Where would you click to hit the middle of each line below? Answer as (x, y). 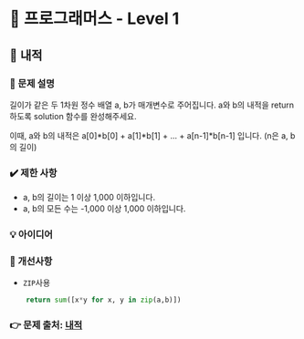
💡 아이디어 (31, 235)
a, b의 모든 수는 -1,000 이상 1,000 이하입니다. (104, 209)
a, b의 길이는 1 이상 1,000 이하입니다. (89, 198)
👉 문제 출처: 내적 (46, 325)
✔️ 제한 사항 (33, 172)
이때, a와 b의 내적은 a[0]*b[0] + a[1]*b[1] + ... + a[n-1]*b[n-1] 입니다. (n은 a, (149, 135)
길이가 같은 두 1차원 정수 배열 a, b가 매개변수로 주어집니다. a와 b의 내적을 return (152, 105)
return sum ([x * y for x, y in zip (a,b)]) (104, 300)
